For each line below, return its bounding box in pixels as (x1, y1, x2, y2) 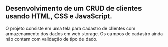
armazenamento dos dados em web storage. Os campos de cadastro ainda (5, 30, 163, 37)
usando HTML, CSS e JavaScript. (5, 12, 113, 21)
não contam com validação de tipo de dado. (5, 36, 98, 42)
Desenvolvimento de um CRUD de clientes (5, 4, 142, 13)
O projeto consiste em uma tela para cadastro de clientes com (5, 25, 136, 31)
